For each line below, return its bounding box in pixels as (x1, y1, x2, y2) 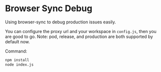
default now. (5, 38, 30, 44)
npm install (5, 57, 29, 62)
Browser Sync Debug (5, 3, 93, 14)
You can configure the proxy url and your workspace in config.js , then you (5, 28, 157, 34)
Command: (5, 48, 27, 54)
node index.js (5, 62, 34, 67)
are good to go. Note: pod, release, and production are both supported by (5, 34, 153, 39)
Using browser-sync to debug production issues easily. (5, 19, 116, 25)
